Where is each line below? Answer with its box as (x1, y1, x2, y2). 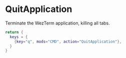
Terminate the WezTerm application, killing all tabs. (5, 20, 110, 26)
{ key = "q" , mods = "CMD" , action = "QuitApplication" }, (14, 39, 122, 44)
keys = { (9, 34, 28, 39)
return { (5, 29, 23, 34)
